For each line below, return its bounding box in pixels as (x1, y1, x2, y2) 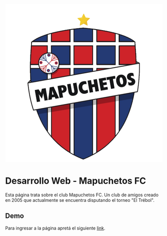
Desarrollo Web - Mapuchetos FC (5, 175, 146, 187)
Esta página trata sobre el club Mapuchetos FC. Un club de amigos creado (5, 192, 159, 198)
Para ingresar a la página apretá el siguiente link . (5, 225, 105, 231)
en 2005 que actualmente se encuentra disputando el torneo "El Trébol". (5, 197, 155, 203)
